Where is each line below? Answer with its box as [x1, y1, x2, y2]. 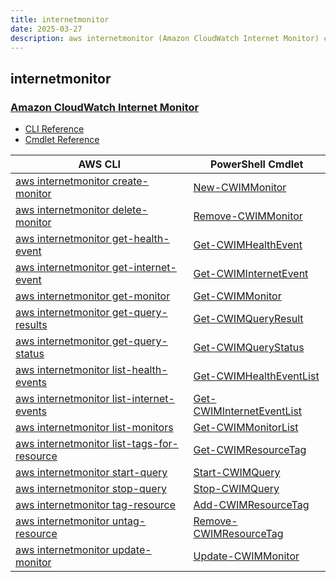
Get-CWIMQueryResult [193, 312, 304, 326]
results [15, 318, 48, 332]
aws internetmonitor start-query [15, 466, 168, 480]
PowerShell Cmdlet [210, 157, 304, 171]
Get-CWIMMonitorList [193, 421, 299, 435]
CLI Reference [24, 123, 85, 135]
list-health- [111, 363, 168, 377]
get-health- [111, 232, 170, 246]
